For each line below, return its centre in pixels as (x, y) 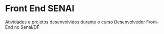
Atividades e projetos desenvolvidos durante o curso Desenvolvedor (75, 22)
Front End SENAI (40, 8)
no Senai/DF (27, 27)
